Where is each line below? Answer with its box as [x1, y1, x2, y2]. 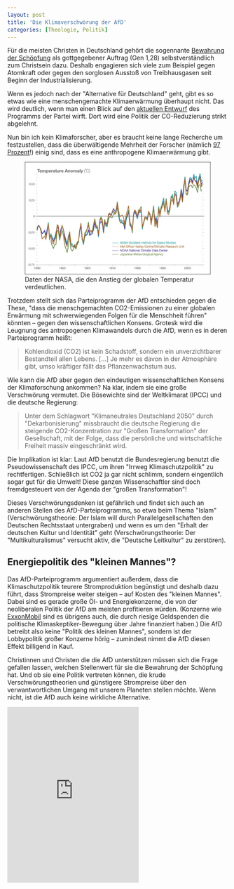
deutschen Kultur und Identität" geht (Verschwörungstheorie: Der [7, 528, 196, 536]
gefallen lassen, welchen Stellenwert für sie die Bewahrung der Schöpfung [7, 663, 223, 671]
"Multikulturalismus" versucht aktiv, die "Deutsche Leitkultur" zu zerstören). [7, 536, 226, 544]
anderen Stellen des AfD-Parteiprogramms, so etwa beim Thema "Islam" [7, 506, 217, 514]
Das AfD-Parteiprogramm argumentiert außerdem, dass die [7, 574, 179, 583]
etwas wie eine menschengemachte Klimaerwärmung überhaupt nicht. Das [7, 97, 224, 105]
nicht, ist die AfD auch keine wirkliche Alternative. [7, 692, 151, 702]
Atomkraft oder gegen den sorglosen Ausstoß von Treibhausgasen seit [7, 69, 212, 77]
